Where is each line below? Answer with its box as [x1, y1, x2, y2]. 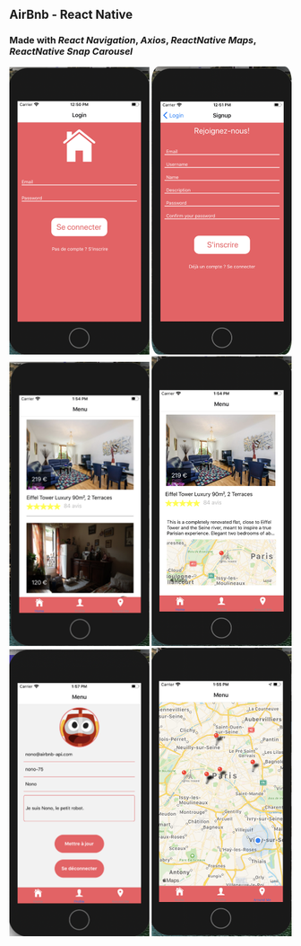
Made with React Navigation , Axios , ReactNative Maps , [9, 34, 257, 47]
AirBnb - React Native [9, 7, 133, 22]
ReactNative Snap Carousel [9, 45, 133, 57]
